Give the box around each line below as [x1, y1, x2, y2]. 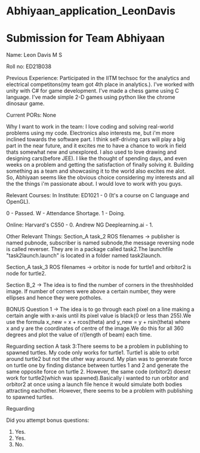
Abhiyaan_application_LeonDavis [6, 4, 176, 18]
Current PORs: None [6, 112, 57, 119]
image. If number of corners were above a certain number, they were [6, 288, 176, 295]
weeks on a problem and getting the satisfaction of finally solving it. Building [6, 161, 194, 169]
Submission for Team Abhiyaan [6, 32, 165, 45]
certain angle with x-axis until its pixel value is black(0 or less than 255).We [6, 312, 192, 319]
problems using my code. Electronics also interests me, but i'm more [6, 130, 175, 137]
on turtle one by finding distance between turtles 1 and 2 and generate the [6, 362, 189, 369]
